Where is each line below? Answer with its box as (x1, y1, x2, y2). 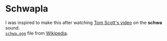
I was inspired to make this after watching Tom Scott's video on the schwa (5, 19, 162, 25)
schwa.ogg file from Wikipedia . (5, 30, 68, 36)
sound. (5, 24, 20, 30)
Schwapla (5, 3, 49, 14)
